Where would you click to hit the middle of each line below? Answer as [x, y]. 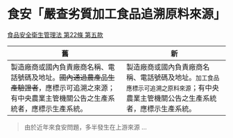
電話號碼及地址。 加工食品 [180, 77]
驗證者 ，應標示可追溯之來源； [67, 87]
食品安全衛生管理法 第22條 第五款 [55, 35]
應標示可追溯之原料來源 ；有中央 [173, 87]
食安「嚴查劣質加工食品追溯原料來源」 [117, 14]
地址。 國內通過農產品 [74, 77]
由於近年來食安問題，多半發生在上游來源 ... [85, 127]
